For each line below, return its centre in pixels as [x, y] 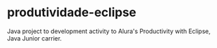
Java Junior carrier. [34, 38]
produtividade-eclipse [72, 13]
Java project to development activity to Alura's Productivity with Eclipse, [109, 31]
